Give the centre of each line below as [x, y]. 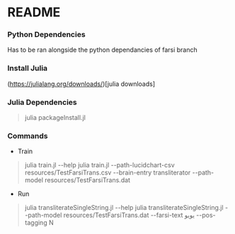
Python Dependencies [47, 35]
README [34, 12]
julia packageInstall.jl [55, 118]
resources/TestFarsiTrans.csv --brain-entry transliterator [108, 173]
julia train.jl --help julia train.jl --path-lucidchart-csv [99, 165]
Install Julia [28, 68]
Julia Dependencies [42, 102]
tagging [36, 223]
